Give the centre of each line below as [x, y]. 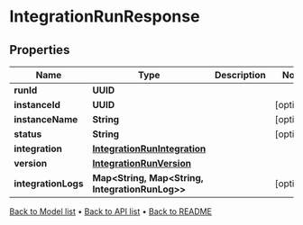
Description [240, 75]
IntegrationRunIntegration [149, 148]
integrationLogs [49, 184]
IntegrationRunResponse [105, 17]
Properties [40, 50]
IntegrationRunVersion [142, 163]
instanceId [37, 105]
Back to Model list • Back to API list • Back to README [110, 211]
